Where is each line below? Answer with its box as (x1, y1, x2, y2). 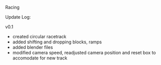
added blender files (12, 44, 53, 50)
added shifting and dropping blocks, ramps (12, 39, 102, 45)
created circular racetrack (12, 34, 66, 39)
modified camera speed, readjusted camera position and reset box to (12, 50, 156, 55)
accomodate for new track (12, 55, 68, 61)
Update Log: (5, 14, 31, 20)
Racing (5, 5, 20, 10)
